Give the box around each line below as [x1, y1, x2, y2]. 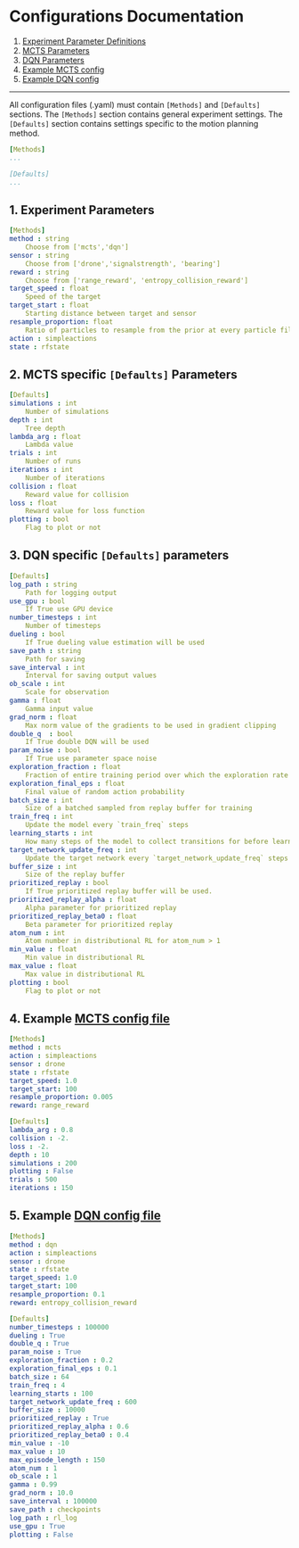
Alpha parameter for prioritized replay [25, 903, 177, 912]
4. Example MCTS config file [9, 1011, 171, 1026]
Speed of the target [25, 293, 101, 302]
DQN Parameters [21, 54, 85, 65]
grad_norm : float [9, 712, 77, 722]
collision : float [9, 482, 77, 491]
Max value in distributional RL [25, 970, 145, 979]
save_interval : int [9, 663, 86, 672]
